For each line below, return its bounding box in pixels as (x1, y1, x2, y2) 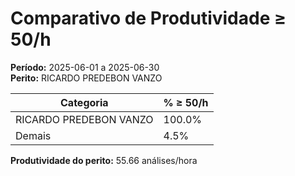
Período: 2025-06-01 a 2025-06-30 (10, 61, 160, 73)
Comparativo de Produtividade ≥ (10, 7, 287, 30)
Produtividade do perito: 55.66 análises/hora (10, 154, 198, 166)
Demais (15, 128, 52, 142)
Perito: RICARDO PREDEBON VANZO (10, 72, 163, 84)
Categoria (60, 95, 109, 109)
